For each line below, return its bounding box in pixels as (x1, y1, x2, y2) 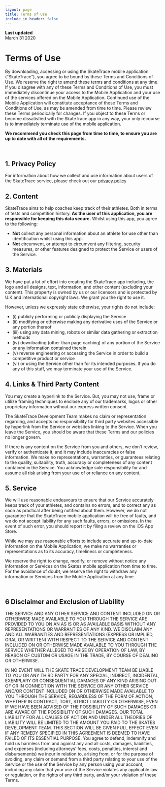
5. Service (5, 484, 37, 492)
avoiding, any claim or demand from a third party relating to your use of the (5, 756, 158, 762)
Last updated (5, 30, 33, 36)
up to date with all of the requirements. (5, 136, 86, 142)
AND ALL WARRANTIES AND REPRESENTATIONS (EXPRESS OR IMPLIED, (5, 631, 154, 638)
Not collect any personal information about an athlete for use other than (12, 230, 159, 236)
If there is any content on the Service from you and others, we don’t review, (5, 444, 158, 450)
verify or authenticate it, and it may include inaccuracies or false (5, 449, 135, 455)
